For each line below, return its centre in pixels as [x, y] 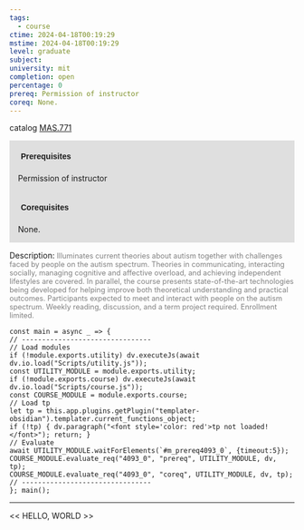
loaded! [255, 427]
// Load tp [30, 403]
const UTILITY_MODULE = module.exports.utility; [103, 372]
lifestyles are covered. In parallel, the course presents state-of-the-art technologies [152, 282]
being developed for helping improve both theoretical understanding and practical [149, 290]
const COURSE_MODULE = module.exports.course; [99, 396]
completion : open [42, 77]
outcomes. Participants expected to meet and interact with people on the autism [146, 299]
